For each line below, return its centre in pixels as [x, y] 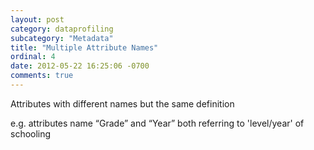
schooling [31, 133]
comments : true [42, 76]
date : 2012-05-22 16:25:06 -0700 [80, 66]
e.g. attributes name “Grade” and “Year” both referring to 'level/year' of [157, 123]
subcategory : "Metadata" [62, 38]
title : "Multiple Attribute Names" [84, 47]
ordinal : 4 [33, 57]
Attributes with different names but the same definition [122, 103]
